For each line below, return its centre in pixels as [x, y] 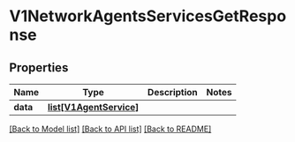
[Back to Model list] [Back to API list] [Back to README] [110, 129]
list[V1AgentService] [93, 107]
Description [173, 92]
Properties [39, 67]
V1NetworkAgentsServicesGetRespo [148, 16]
